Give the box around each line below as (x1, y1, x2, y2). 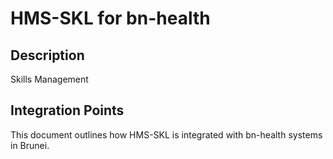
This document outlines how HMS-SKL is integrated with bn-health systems (10, 128, 323, 141)
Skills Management (10, 73, 89, 85)
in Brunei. (10, 139, 50, 151)
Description (10, 47, 85, 64)
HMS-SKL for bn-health (10, 7, 211, 30)
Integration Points (10, 102, 125, 119)
